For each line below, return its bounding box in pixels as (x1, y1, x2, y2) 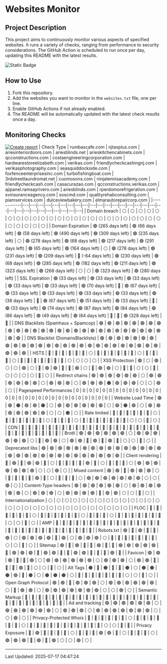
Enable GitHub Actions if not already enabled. (12, 106, 106, 112)
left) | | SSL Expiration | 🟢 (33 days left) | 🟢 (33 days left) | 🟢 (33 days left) (5, 275, 160, 281)
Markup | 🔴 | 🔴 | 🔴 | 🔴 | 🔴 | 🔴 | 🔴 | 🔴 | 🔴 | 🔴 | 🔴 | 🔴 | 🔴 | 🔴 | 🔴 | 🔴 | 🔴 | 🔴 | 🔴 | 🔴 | (5, 594, 159, 600)
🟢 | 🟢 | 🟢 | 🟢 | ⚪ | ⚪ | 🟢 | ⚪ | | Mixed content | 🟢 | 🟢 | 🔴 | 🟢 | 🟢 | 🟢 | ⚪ (5, 467, 160, 473)
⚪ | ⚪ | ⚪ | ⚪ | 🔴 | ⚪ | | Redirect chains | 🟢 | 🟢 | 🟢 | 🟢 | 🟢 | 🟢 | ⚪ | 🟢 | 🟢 (5, 372, 162, 378)
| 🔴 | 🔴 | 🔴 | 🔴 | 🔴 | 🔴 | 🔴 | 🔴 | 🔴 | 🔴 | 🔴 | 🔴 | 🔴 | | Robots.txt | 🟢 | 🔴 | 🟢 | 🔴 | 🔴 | (5, 527, 159, 533)
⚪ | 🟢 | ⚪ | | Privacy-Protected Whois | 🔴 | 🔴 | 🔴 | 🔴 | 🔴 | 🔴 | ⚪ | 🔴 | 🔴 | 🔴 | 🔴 (5, 615, 160, 621)
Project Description (5, 23, 67, 32)
